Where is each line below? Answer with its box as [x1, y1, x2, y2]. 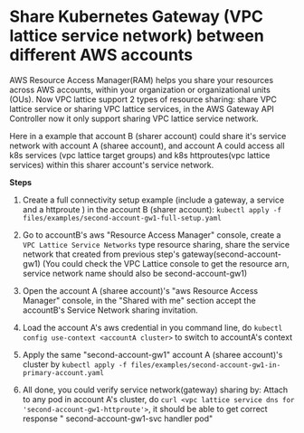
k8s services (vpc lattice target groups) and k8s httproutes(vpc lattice [9, 149, 271, 160]
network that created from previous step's [22, 249, 180, 259]
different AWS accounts [9, 45, 193, 65]
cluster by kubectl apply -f [22, 359, 128, 370]
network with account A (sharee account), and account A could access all [9, 140, 285, 151]
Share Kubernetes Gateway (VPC [9, 6, 264, 27]
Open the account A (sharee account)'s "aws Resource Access [22, 285, 259, 296]
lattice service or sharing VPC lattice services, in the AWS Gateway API [9, 103, 274, 114]
